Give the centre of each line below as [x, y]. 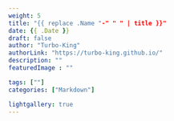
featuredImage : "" [41, 68]
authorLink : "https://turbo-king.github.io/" [85, 53]
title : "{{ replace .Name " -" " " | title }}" [87, 23]
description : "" [35, 61]
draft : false [30, 38]
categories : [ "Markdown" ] [51, 90]
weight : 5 [25, 16]
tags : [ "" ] [26, 82]
